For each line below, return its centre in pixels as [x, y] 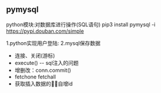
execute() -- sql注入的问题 [47, 63]
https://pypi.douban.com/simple [45, 31]
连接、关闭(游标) [35, 56]
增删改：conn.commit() [43, 70]
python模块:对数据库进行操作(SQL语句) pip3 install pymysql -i [81, 24]
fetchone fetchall [35, 77]
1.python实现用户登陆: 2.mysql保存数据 [53, 43]
